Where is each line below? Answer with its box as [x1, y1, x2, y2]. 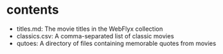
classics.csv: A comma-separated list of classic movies [16, 31, 174, 40]
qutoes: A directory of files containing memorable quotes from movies [16, 39, 217, 47]
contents [6, 2, 59, 18]
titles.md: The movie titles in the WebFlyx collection [16, 25, 164, 33]
